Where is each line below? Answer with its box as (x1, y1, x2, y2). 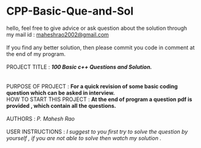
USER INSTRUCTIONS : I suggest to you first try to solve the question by (6, 128, 188, 135)
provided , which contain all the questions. (6, 102, 116, 109)
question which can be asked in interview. (6, 89, 115, 96)
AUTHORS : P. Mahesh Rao (6, 115, 75, 122)
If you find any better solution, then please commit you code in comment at (6, 44, 195, 51)
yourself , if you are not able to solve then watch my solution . (6, 134, 161, 141)
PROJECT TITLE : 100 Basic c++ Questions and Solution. (6, 63, 152, 71)
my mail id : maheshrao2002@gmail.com (6, 30, 109, 38)
